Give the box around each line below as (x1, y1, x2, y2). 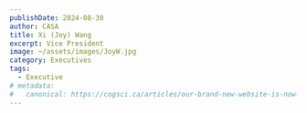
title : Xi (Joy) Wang (9, 30, 92, 39)
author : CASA (9, 22, 59, 31)
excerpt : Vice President (9, 38, 104, 48)
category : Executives (9, 56, 92, 65)
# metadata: (9, 81, 55, 90)
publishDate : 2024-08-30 (9, 13, 104, 23)
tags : (9, 65, 30, 74)
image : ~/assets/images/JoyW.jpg (9, 47, 137, 56)
